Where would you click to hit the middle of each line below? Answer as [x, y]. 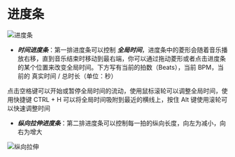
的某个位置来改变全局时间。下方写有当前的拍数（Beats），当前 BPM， [117, 67]
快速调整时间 [31, 108]
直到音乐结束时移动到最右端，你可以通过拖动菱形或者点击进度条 [134, 58]
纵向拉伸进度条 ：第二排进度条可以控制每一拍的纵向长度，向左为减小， [119, 123]
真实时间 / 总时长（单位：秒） [74, 76]
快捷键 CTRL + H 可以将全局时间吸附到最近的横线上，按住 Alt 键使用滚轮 [117, 99]
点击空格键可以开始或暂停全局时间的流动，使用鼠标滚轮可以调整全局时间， [114, 91]
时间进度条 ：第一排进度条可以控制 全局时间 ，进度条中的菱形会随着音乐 [119, 50]
